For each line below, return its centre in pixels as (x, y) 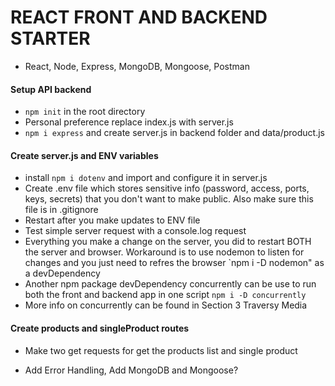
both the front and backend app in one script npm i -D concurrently (165, 295)
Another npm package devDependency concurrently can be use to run (170, 284)
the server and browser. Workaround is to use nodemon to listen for (164, 252)
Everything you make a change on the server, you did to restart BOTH (168, 242)
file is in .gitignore (61, 210)
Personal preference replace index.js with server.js (129, 122)
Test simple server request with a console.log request (135, 231)
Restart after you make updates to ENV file (112, 220)
